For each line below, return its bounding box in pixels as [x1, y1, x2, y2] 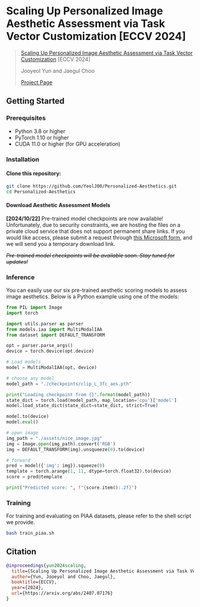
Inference [6, 273, 35, 281]
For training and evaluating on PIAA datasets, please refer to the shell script [6, 512, 192, 520]
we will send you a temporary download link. [6, 240, 115, 247]
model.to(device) [6, 414, 49, 420]
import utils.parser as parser [6, 321, 84, 326]
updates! [6, 258, 28, 265]
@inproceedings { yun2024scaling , [6, 562, 86, 568]
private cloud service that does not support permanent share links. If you [6, 227, 186, 235]
